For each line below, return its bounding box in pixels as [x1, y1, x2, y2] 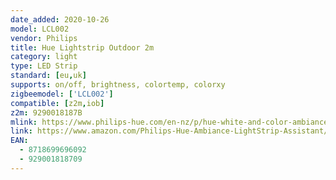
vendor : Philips [10, 33, 78, 43]
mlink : [10, 117, 38, 127]
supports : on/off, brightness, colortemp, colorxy [10, 80, 226, 90]
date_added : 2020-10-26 [10, 14, 110, 25]
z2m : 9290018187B [10, 107, 83, 118]
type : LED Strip [10, 61, 78, 71]
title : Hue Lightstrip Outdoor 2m [10, 42, 155, 53]
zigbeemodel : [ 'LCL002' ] [10, 89, 114, 99]
